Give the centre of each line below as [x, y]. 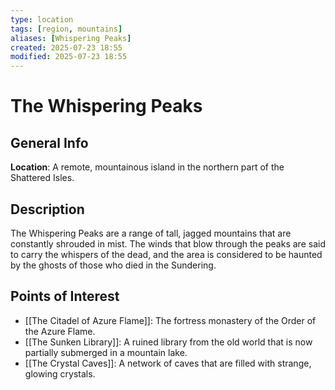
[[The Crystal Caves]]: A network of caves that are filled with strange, [168, 363]
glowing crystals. [60, 373]
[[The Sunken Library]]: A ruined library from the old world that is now [168, 342]
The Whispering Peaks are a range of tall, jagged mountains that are [151, 233]
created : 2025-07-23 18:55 [66, 47]
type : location [42, 19]
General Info [49, 142]
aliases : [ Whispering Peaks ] [71, 38]
